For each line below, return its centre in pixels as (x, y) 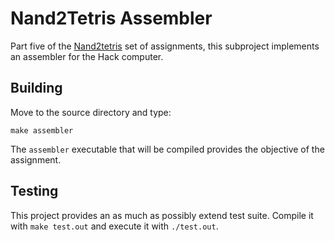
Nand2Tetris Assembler (111, 18)
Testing (34, 191)
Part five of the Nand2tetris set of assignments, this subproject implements (165, 46)
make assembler (42, 130)
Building (36, 88)
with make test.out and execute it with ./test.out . (114, 226)
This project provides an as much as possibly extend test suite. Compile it (162, 215)
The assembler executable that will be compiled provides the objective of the (167, 149)
